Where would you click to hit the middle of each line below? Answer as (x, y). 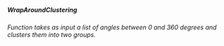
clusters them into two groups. (52, 34)
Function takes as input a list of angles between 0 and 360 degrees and (112, 27)
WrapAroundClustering (42, 10)
